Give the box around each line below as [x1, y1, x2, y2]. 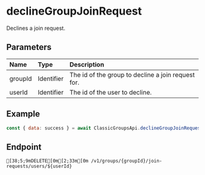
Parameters [6, 42, 52, 52]
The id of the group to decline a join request [69, 70, 195, 79]
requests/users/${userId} [6, 163, 72, 170]
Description [69, 60, 105, 68]
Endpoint [6, 141, 41, 152]
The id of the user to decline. [69, 88, 152, 96]
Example [6, 109, 40, 120]
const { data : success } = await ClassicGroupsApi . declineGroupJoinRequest [6, 125, 203, 131]
